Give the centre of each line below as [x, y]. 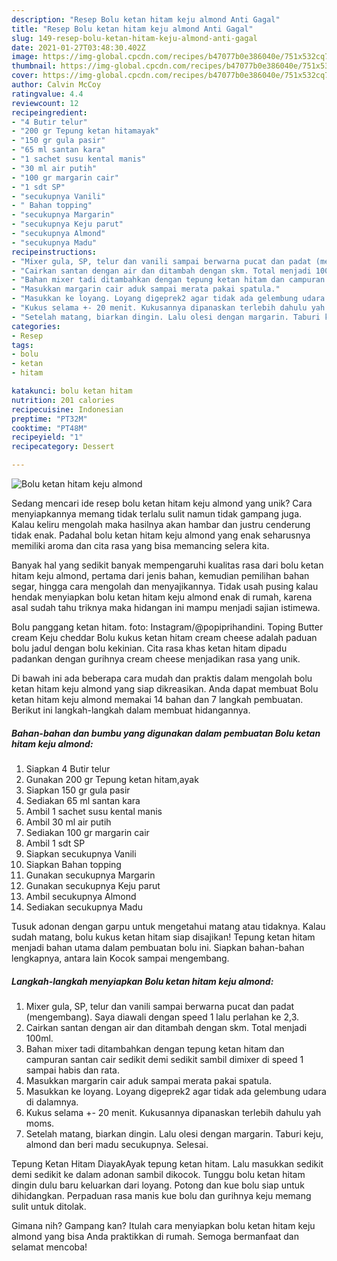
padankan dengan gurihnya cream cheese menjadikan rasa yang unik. [156, 659]
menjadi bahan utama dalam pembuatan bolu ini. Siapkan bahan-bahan [158, 947]
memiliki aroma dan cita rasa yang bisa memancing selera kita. [140, 545]
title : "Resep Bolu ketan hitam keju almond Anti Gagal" [132, 29]
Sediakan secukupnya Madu [84, 907]
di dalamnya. [52, 1102]
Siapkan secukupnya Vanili [81, 853]
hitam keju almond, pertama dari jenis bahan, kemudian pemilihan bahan [160, 575]
